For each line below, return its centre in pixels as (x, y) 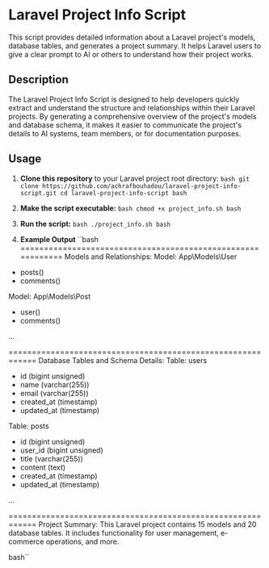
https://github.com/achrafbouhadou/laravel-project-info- (141, 186)
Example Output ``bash (59, 239)
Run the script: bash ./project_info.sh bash (95, 223)
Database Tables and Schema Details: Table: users (123, 360)
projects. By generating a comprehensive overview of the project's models (132, 116)
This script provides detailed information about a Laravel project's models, (132, 37)
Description (38, 79)
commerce (26, 541)
